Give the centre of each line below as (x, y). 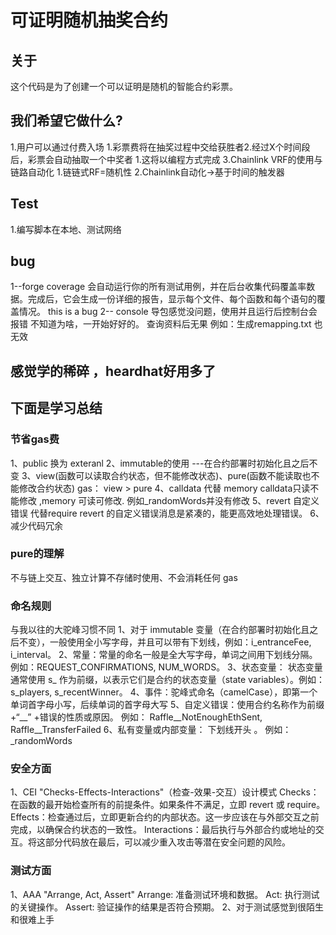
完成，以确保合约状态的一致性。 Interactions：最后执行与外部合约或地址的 (163, 830)
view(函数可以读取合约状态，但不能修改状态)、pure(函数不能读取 (169, 475)
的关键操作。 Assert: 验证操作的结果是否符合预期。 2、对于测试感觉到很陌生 (167, 907)
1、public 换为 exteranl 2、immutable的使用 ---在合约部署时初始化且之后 (160, 463)
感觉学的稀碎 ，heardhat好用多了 (113, 371)
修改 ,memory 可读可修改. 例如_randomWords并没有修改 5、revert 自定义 (169, 500)
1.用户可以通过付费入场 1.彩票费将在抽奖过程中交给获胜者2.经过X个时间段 (160, 147)
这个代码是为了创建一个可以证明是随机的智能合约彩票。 (124, 86)
